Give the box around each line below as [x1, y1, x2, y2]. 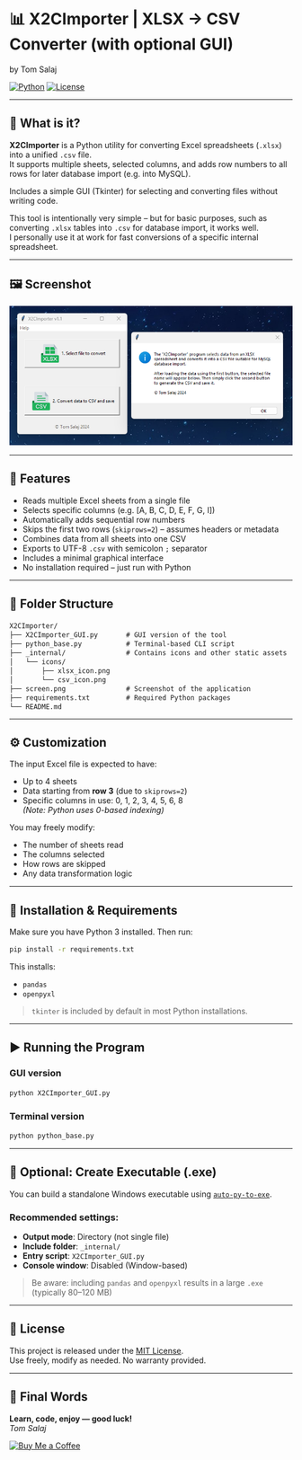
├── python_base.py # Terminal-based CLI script [9, 639, 235, 649]
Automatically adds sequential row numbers [22, 514, 186, 525]
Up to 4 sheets [22, 776, 78, 787]
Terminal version [9, 1110, 85, 1122]
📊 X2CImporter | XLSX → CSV [9, 9, 241, 30]
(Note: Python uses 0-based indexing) [22, 805, 164, 816]
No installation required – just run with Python [22, 562, 191, 572]
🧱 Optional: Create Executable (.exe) [9, 1164, 218, 1180]
